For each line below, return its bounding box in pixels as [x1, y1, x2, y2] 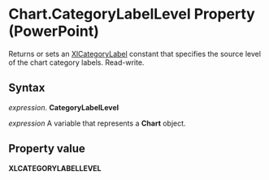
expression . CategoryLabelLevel [8, 102, 119, 112]
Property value [8, 142, 85, 156]
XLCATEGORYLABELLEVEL [8, 163, 102, 173]
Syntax [8, 81, 46, 95]
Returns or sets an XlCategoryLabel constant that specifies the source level [8, 49, 262, 58]
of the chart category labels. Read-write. [8, 58, 145, 67]
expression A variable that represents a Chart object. [8, 118, 186, 128]
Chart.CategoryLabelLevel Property [8, 5, 256, 24]
